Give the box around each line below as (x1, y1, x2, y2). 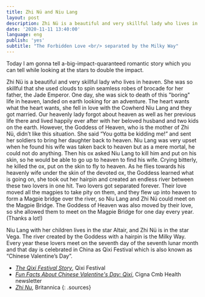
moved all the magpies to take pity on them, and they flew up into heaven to (6, 188, 197, 196)
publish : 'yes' (6, 37, 45, 43)
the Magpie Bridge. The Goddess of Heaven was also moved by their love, (6, 201, 193, 208)
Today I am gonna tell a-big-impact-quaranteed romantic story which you (6, 59, 191, 67)
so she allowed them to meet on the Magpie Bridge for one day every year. (6, 208, 194, 215)
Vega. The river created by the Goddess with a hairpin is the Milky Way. (6, 233, 186, 240)
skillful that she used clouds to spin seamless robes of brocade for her (6, 84, 184, 92)
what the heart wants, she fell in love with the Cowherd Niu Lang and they (6, 104, 192, 111)
